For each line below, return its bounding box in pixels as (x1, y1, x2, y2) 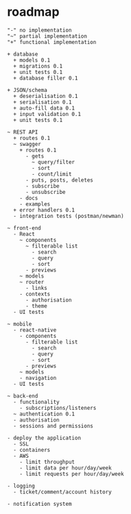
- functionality (13, 398, 60, 405)
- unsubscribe (25, 188, 67, 195)
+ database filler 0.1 (13, 75, 78, 82)
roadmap (7, 4, 60, 20)
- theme (25, 302, 48, 309)
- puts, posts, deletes (25, 176, 94, 184)
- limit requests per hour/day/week (19, 470, 125, 477)
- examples (19, 200, 51, 208)
